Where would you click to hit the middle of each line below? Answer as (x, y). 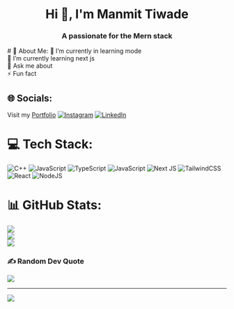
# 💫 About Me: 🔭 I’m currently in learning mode (75, 51)
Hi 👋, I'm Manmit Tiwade (117, 14)
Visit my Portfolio (32, 115)
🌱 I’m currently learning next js (51, 58)
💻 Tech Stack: (50, 144)
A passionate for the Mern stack (117, 36)
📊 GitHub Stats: (55, 205)
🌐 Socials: (30, 98)
